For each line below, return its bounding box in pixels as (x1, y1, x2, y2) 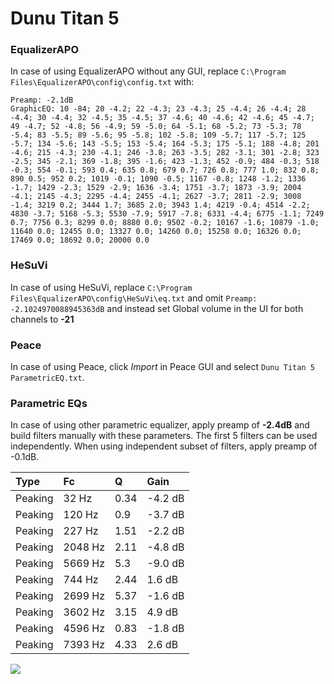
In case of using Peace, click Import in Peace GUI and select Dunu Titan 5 (10, 361, 315, 373)
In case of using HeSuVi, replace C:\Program (10, 281, 193, 293)
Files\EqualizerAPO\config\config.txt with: (10, 76, 195, 88)
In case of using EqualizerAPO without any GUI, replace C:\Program (10, 65, 287, 77)
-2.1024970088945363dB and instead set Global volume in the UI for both (10, 302, 304, 314)
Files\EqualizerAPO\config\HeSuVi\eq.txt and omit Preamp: (10, 292, 258, 304)
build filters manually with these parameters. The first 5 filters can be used (10, 430, 318, 442)
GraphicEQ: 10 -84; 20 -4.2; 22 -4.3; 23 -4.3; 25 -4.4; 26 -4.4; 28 (10, 104, 307, 114)
